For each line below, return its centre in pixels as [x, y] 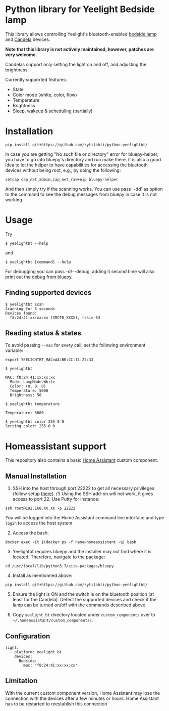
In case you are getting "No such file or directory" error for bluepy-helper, [82, 154]
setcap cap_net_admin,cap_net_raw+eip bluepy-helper [62, 180]
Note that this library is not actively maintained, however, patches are [80, 49]
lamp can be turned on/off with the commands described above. [79, 605]
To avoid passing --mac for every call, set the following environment [75, 345]
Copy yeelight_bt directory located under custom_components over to [84, 615]
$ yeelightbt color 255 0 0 [35, 422]
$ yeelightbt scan [24, 304]
